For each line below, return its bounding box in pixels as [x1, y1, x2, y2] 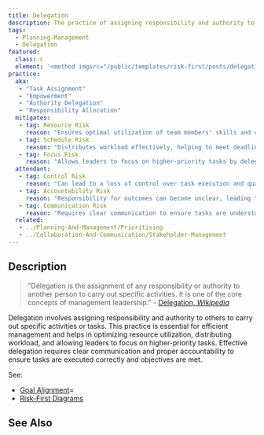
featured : [8, 48, 41, 56]
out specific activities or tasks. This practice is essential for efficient [8, 321, 229, 330]
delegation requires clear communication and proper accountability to [8, 346, 234, 356]
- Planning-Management [15, 33, 90, 42]
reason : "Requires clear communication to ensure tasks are [25, 209, 226, 217]
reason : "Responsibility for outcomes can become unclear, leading [25, 194, 251, 202]
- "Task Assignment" [18, 84, 86, 93]
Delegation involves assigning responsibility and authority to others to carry [8, 312, 253, 323]
